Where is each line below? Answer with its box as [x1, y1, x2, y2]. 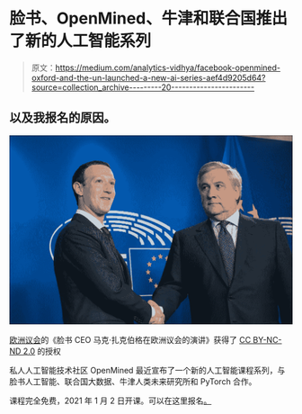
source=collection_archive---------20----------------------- [31, 82, 254, 93]
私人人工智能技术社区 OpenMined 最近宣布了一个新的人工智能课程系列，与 [9, 364, 286, 375]
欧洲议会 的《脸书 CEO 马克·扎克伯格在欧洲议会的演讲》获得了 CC [9, 334, 252, 345]
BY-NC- [253, 334, 282, 345]
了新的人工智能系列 [9, 31, 152, 51]
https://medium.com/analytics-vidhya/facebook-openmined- [55, 62, 281, 73]
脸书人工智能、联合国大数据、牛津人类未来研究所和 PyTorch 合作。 [9, 375, 257, 387]
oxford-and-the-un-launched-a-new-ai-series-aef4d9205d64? [31, 72, 267, 83]
